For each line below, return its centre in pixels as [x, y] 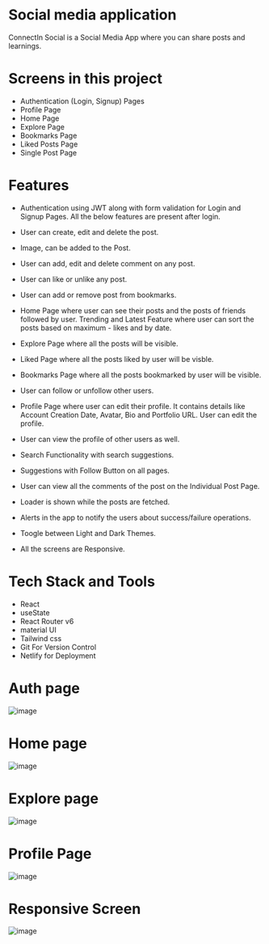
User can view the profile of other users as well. [100, 439]
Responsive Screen [75, 909]
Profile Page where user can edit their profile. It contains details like [132, 406]
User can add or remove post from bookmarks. [98, 295]
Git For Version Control [58, 647]
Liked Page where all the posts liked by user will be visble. [117, 359]
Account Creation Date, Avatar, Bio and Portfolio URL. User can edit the [138, 415]
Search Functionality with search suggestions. [97, 454]
